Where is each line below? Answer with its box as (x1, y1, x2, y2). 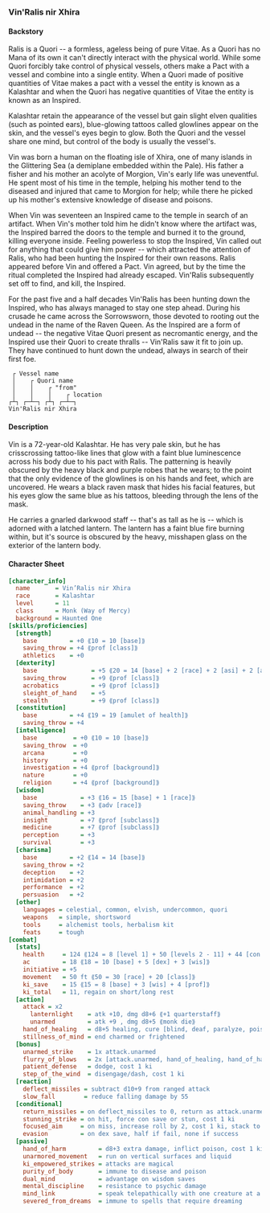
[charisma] (15, 846, 52, 854)
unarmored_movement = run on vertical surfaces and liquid (22, 1152, 231, 1160)
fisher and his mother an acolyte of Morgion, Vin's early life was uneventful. (8, 170, 260, 179)
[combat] (8, 936, 38, 944)
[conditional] (15, 1100, 63, 1108)
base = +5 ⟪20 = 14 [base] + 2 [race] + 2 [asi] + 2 (22, 666, 253, 675)
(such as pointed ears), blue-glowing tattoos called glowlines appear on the (8, 120, 259, 129)
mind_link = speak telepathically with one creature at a (22, 1190, 261, 1198)
